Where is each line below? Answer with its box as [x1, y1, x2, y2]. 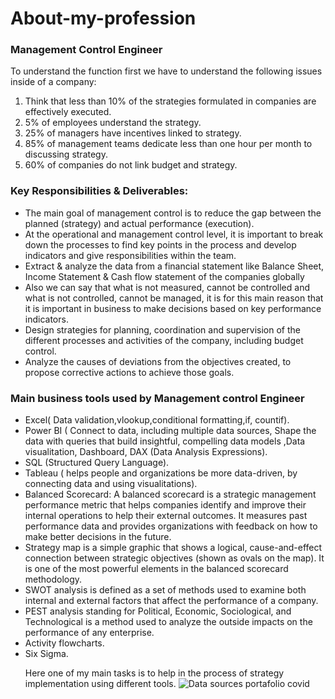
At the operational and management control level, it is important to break [24, 228, 324, 240]
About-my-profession [10, 7, 197, 30]
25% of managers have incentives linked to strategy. [24, 127, 242, 139]
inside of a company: [10, 76, 97, 88]
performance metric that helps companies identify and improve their [24, 499, 307, 511]
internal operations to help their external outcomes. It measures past [24, 510, 308, 522]
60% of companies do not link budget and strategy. [24, 159, 238, 171]
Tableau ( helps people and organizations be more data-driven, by [24, 467, 298, 479]
